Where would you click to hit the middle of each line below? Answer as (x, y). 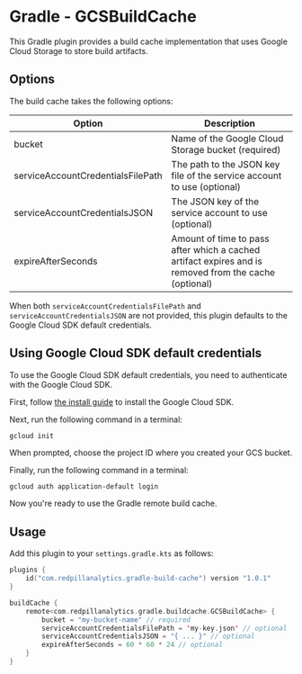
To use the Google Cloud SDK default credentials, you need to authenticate (148, 374)
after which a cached (216, 249)
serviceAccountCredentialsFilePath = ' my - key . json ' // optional (164, 628)
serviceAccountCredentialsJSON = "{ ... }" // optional (148, 636)
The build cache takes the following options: (91, 101)
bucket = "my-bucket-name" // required (116, 620)
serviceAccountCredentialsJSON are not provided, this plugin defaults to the (148, 315)
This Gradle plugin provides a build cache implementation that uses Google (148, 41)
